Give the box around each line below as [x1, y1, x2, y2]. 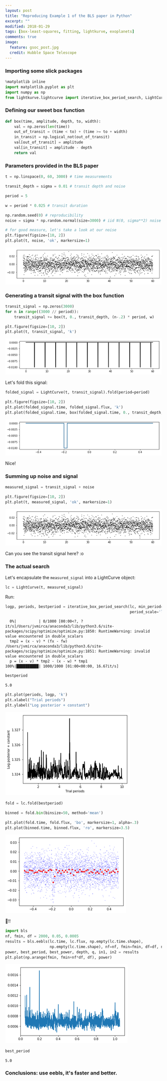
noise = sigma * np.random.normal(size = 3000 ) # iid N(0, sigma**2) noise [5, 218, 162, 223]
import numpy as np [5, 90, 46, 95]
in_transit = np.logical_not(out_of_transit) [14, 135, 110, 140]
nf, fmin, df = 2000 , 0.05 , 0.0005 [5, 934, 79, 939]
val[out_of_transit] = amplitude [14, 140, 83, 145]
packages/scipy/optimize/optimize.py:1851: [5, 649, 97, 654]
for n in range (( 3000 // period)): [5, 309, 79, 314]
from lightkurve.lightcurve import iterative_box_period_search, [5, 95, 143, 100]
